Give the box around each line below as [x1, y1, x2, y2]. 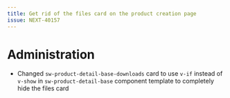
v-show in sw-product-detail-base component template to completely [17, 77, 215, 85]
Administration [7, 47, 95, 63]
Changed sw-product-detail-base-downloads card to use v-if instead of [17, 70, 223, 78]
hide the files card [17, 84, 69, 92]
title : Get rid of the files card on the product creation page [7, 10, 197, 17]
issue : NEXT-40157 [7, 17, 60, 24]
